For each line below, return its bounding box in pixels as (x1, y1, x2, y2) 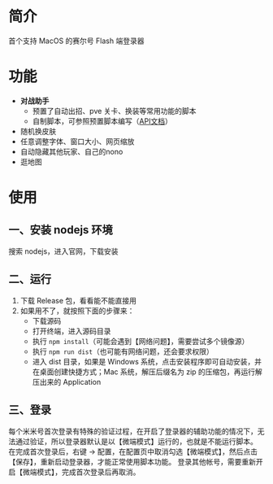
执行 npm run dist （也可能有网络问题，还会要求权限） (32, 347, 214, 356)
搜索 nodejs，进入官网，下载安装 (8, 246, 119, 256)
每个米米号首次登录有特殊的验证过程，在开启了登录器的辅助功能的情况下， (8, 426, 258, 436)
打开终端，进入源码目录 (32, 326, 111, 336)
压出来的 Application (32, 377, 102, 386)
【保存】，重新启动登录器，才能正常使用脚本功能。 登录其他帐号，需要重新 (8, 456, 256, 466)
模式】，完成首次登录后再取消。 (36, 467, 141, 477)
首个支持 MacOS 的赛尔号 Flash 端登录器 (8, 36, 145, 46)
